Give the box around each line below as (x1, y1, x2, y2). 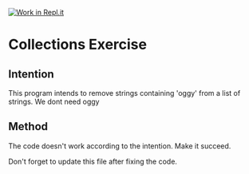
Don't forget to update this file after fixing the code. (8, 156, 178, 166)
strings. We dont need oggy (8, 97, 100, 106)
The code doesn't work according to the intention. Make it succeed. (8, 140, 231, 151)
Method (8, 120, 49, 133)
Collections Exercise (8, 36, 148, 53)
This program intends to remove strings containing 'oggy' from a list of (8, 89, 241, 97)
